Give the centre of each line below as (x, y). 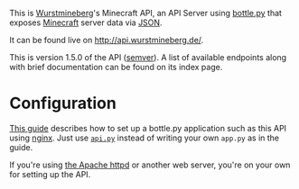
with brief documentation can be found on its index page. (116, 67)
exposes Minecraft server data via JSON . (86, 22)
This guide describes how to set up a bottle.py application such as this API (148, 128)
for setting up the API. (50, 174)
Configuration (63, 103)
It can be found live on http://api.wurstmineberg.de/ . (107, 40)
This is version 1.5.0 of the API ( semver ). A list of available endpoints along (148, 57)
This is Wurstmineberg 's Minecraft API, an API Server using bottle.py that (146, 13)
